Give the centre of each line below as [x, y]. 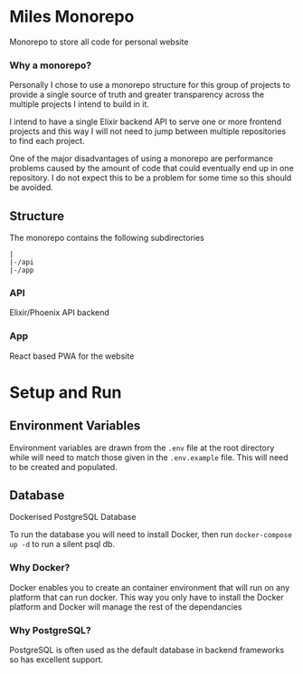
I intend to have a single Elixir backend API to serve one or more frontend [146, 122]
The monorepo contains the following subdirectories [107, 238]
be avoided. [32, 188]
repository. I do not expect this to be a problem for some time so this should [151, 178]
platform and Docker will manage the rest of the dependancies [126, 607]
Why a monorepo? [51, 65]
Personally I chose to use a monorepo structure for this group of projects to [150, 85]
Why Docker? [40, 568]
